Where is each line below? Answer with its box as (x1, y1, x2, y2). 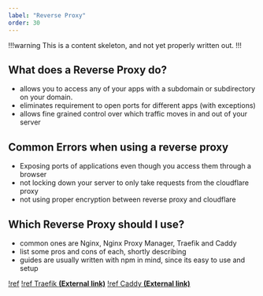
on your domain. (19, 92, 73, 102)
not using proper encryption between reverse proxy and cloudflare (19, 194, 236, 205)
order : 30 (8, 19, 41, 27)
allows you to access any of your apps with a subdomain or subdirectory (19, 84, 256, 94)
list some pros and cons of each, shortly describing (19, 246, 187, 256)
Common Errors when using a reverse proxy (8, 140, 229, 154)
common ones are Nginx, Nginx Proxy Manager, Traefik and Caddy (19, 238, 238, 248)
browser (19, 170, 47, 179)
